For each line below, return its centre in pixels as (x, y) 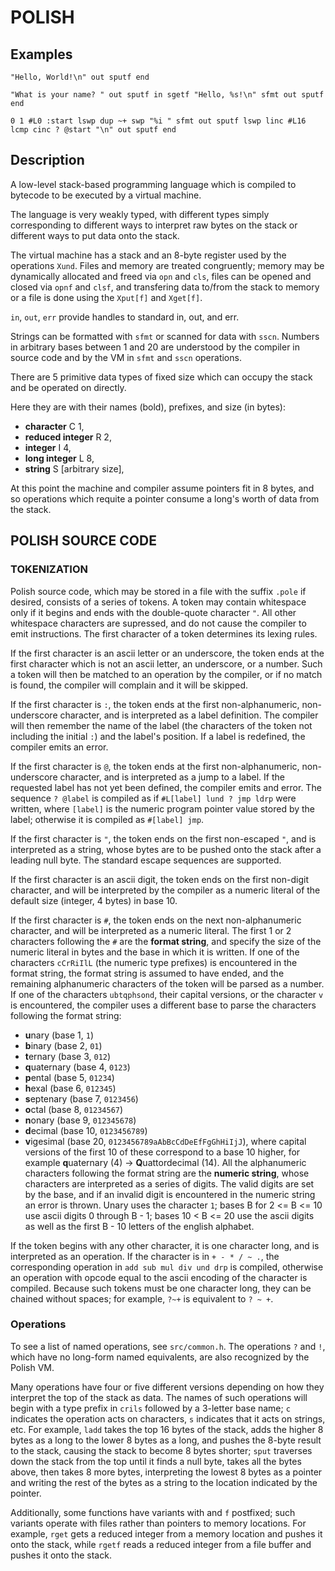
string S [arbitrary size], (74, 468)
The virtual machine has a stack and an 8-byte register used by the (148, 255)
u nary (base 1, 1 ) (59, 1035)
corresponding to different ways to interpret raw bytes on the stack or (154, 225)
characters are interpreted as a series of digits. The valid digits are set (169, 1183)
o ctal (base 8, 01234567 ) (74, 1109)
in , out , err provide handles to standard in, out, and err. (125, 317)
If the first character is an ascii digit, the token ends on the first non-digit (159, 879)
